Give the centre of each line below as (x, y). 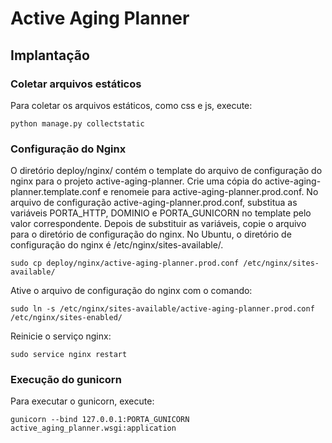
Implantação (50, 55)
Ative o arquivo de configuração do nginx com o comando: (131, 291)
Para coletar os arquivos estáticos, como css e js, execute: (131, 105)
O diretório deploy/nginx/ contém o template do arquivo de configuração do (166, 171)
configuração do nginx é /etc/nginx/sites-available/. (117, 245)
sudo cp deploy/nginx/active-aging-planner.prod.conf (125, 263)
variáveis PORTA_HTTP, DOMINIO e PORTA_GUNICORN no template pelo (161, 213)
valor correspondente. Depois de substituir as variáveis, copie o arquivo (158, 224)
